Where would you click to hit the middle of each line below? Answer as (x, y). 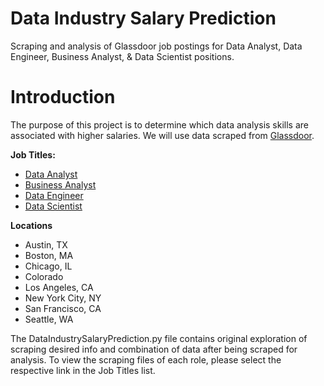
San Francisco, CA (63, 308)
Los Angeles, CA (59, 287)
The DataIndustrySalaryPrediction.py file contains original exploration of (159, 338)
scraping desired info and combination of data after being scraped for (154, 349)
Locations (31, 225)
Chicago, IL (48, 266)
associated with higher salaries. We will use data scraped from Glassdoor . (162, 135)
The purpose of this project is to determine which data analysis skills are (160, 124)
